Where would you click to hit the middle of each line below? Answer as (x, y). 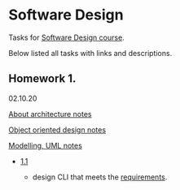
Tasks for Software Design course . (66, 37)
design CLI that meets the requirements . (100, 177)
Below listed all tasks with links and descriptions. (90, 53)
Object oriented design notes (57, 130)
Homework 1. (42, 79)
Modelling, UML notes (46, 145)
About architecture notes (50, 114)
